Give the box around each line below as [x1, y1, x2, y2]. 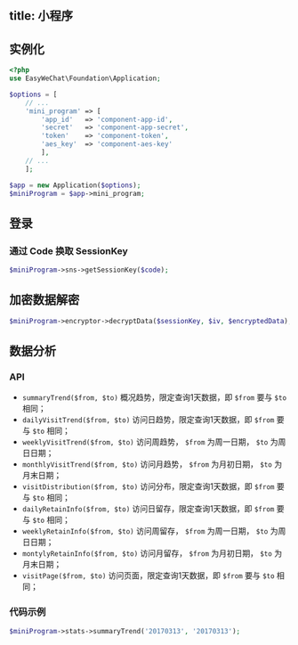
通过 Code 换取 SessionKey [9, 244, 129, 257]
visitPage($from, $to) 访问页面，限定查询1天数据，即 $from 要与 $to [21, 570, 275, 581]
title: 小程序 [9, 8, 74, 24]
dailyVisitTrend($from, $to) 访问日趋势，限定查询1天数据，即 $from [21, 414, 275, 425]
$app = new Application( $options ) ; [9, 181, 141, 190]
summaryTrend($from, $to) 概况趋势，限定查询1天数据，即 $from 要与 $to [21, 392, 287, 403]
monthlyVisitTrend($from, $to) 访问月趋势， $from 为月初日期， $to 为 [21, 459, 283, 469]
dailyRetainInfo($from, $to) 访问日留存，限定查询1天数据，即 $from [21, 503, 275, 514]
